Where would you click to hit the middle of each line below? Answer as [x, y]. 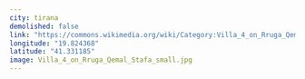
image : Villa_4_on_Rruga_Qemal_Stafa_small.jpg [101, 60]
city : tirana [34, 18]
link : [20, 35]
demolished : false [44, 26]
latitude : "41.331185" [52, 52]
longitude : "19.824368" [54, 43]
